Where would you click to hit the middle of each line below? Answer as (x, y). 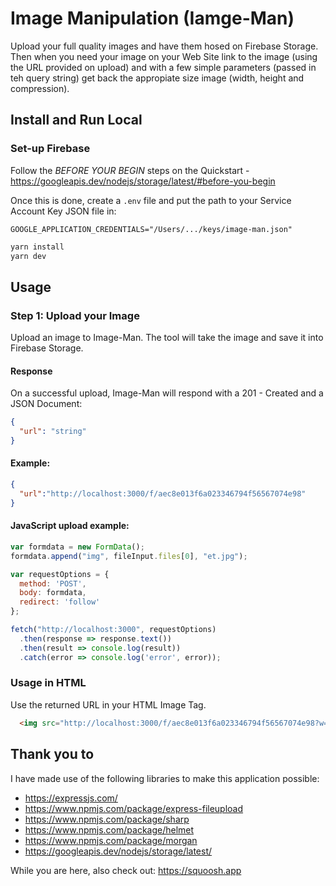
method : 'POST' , (53, 583)
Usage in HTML (48, 683)
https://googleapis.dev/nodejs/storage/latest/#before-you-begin (143, 181)
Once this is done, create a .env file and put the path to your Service (151, 200)
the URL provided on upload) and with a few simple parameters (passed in (163, 67)
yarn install (37, 247)
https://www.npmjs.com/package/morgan (111, 840)
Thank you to (52, 754)
